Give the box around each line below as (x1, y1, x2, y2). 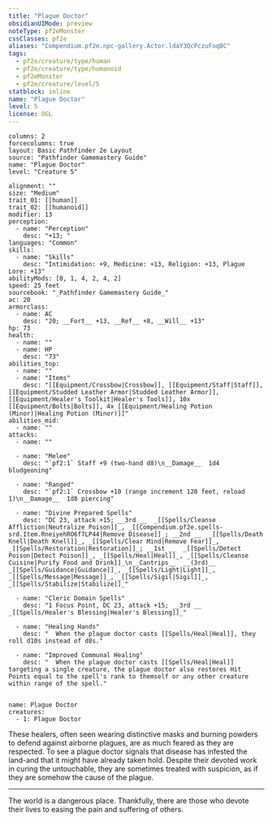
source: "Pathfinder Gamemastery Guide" (8, 154, 148, 162)
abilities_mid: (8, 417, 60, 425)
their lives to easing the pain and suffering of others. (8, 805, 184, 814)
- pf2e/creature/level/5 (15, 80, 100, 88)
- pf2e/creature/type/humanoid (15, 65, 122, 73)
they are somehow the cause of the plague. (8, 772, 154, 782)
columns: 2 (8, 132, 45, 141)
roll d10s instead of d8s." (8, 637, 104, 645)
